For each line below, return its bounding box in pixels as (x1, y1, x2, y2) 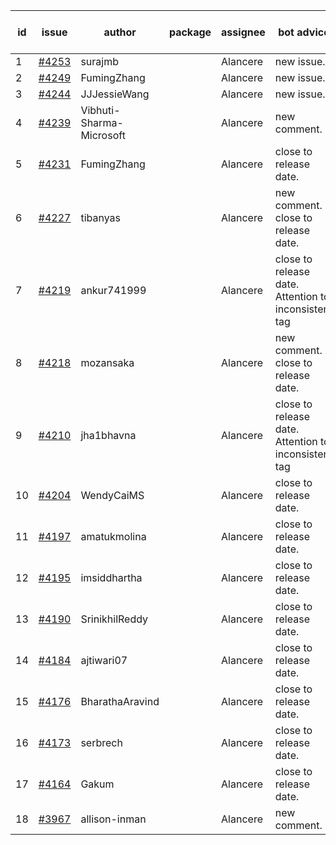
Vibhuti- (80, 104, 121, 117)
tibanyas (80, 211, 121, 224)
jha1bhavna (80, 429, 137, 442)
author (103, 25, 137, 39)
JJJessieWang (80, 87, 150, 101)
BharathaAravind (80, 695, 160, 708)
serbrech (80, 736, 123, 749)
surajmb (80, 55, 119, 68)
